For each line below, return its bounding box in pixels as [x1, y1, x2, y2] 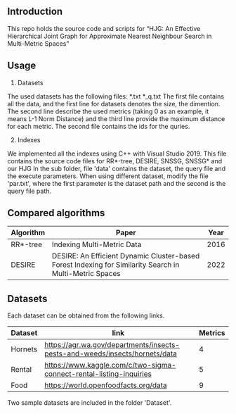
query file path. [7, 187, 51, 195]
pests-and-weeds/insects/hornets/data [44, 349, 177, 358]
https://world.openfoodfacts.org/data [44, 380, 167, 390]
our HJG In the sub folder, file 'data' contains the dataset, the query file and [7, 164, 226, 172]
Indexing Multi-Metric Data [51, 239, 142, 249]
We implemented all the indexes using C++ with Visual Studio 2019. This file [7, 149, 227, 158]
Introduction [7, 6, 63, 18]
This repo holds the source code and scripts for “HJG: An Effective [7, 24, 201, 32]
